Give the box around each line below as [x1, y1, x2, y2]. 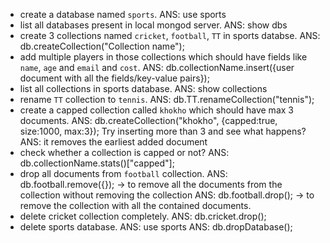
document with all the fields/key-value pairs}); [19, 72, 210, 84]
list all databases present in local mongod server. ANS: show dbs [19, 19, 288, 31]
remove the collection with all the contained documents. [19, 200, 252, 211]
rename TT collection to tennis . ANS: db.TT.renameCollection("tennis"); [19, 94, 315, 105]
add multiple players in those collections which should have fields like [19, 51, 308, 63]
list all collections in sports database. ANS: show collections [19, 83, 268, 94]
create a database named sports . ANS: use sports [19, 9, 227, 20]
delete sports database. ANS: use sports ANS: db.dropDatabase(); [19, 221, 293, 233]
